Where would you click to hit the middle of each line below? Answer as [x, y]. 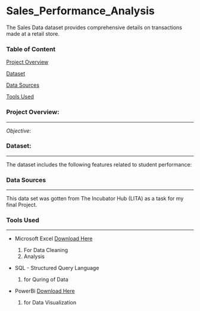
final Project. [22, 205]
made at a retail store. [33, 33]
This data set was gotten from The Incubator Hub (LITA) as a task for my [95, 199]
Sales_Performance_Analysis [80, 11]
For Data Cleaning [46, 250]
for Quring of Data [46, 279]
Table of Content [31, 49]
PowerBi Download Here [45, 291]
